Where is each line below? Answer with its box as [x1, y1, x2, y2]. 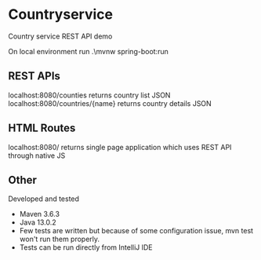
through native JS [8, 151, 66, 160]
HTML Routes [8, 122, 76, 135]
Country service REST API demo [8, 31, 113, 41]
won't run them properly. [19, 234, 100, 244]
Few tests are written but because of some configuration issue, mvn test [19, 226, 253, 236]
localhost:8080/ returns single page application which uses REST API [8, 142, 232, 152]
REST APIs [8, 69, 61, 83]
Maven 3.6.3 [19, 210, 60, 219]
